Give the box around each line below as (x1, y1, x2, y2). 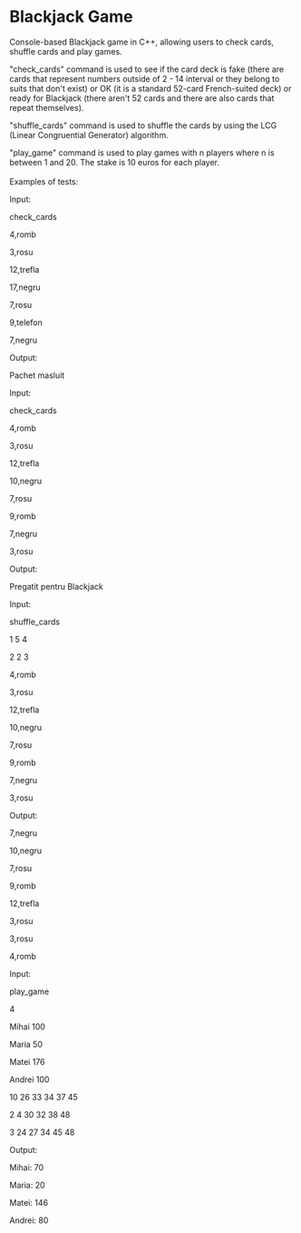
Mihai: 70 (9, 1161, 44, 1173)
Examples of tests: (9, 175, 79, 187)
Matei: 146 (9, 1197, 48, 1208)
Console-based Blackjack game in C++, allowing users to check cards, (9, 36, 275, 47)
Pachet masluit (9, 370, 65, 381)
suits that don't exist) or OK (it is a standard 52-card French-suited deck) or (9, 83, 292, 94)
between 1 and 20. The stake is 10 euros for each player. (9, 156, 220, 167)
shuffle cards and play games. (9, 45, 122, 56)
